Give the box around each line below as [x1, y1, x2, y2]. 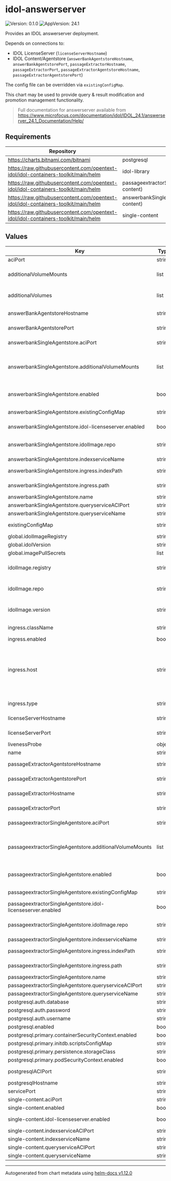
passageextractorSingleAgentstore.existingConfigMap [8, 889, 138, 896]
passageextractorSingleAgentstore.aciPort [8, 819, 109, 826]
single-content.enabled [8, 1104, 65, 1111]
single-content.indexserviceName [8, 1135, 90, 1142]
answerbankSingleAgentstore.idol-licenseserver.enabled [8, 423, 145, 430]
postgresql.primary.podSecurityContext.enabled [8, 1056, 124, 1063]
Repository [49, 147, 76, 155]
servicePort [8, 1088, 36, 1095]
